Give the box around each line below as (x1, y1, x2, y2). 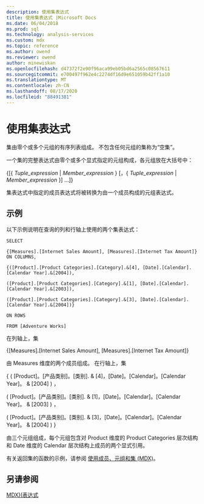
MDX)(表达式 (6, 491, 39, 499)
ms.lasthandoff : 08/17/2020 (6, 88, 78, 94)
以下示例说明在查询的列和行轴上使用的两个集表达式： (6, 225, 140, 233)
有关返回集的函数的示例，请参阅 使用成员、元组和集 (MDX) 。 (6, 455, 159, 462)
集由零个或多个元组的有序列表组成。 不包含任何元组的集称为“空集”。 (6, 143, 178, 151)
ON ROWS (6, 312, 26, 319)
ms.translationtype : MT (6, 77, 67, 83)
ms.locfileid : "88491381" (6, 94, 72, 100)
